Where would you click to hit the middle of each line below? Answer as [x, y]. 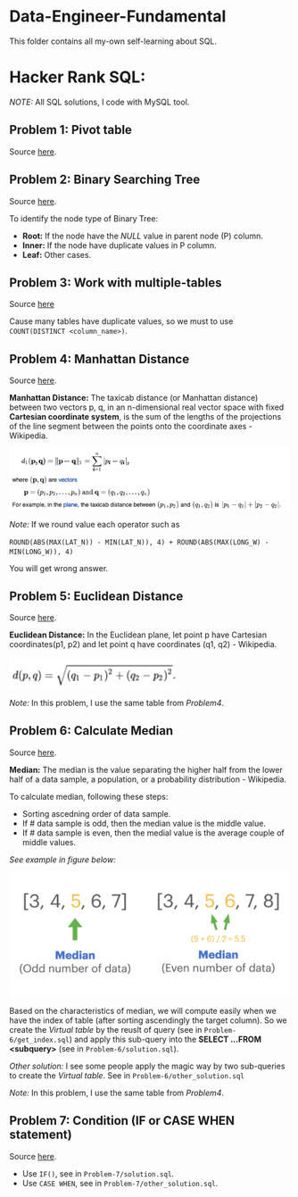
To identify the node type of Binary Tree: [84, 218]
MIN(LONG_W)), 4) [41, 552]
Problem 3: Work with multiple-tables [116, 283]
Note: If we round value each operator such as [95, 524]
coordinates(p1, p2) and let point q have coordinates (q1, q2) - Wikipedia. [143, 644]
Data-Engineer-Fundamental [118, 17]
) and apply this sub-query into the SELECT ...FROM [165, 1039]
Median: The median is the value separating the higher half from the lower [146, 769]
